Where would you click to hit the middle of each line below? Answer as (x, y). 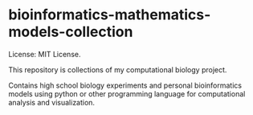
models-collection (71, 32)
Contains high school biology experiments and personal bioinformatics (125, 85)
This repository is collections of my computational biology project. (118, 69)
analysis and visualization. (51, 102)
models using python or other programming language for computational (127, 93)
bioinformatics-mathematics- (110, 15)
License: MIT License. (45, 54)
